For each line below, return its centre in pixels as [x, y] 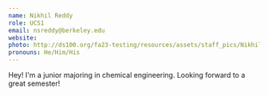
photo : [19, 45]
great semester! [34, 83]
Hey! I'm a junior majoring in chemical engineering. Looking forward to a [127, 75]
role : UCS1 [26, 23]
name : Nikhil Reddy [41, 15]
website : [23, 38]
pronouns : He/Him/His [44, 52]
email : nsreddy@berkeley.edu [57, 30]
